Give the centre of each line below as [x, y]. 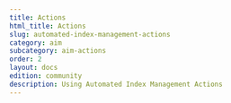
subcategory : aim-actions [58, 51]
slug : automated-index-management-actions [90, 34]
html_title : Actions [48, 26]
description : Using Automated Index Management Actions [116, 84]
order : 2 [26, 59]
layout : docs [34, 68]
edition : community [46, 76]
